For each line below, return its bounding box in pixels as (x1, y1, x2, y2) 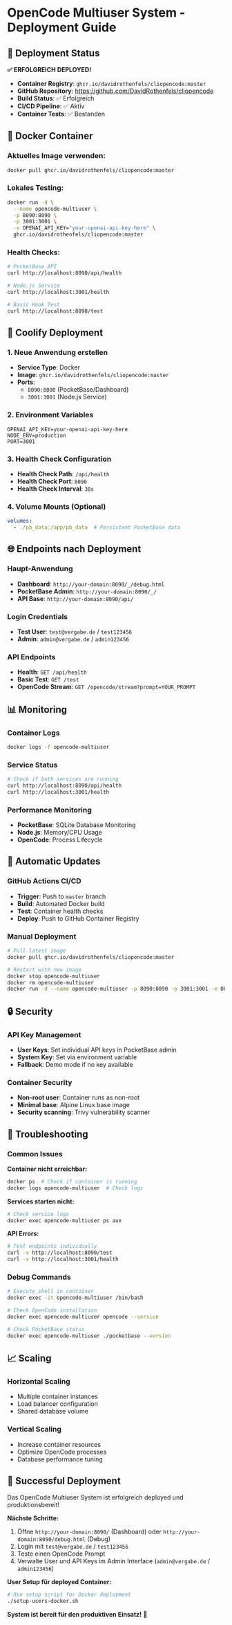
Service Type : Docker (17, 363, 81, 372)
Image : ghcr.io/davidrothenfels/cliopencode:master (17, 371, 169, 379)
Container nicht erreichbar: (7, 1165, 88, 1173)
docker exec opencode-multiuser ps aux (7, 1217, 122, 1224)
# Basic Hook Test (7, 301, 60, 308)
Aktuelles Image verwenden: (7, 151, 106, 161)
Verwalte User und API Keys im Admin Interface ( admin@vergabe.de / (17, 1557, 211, 1565)
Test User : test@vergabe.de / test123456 (17, 627, 133, 636)
